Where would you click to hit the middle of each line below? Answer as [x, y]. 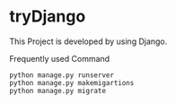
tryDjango [48, 17]
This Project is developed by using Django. [88, 41]
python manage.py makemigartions [72, 82]
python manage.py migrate [57, 91]
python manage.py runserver [62, 75]
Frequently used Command [60, 58]
